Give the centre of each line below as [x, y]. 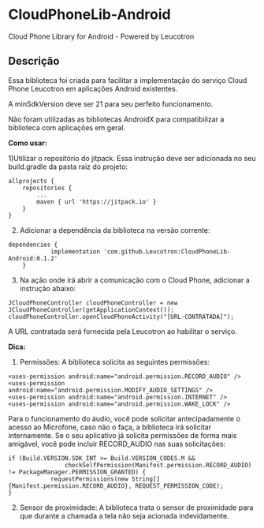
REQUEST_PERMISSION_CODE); [179, 486]
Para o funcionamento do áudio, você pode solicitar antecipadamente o [124, 418]
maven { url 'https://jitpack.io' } [97, 202]
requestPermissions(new [89, 479]
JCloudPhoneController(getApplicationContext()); [91, 309]
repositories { [47, 188]
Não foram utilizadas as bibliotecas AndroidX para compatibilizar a [116, 119]
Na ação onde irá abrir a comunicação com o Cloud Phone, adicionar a [134, 280]
